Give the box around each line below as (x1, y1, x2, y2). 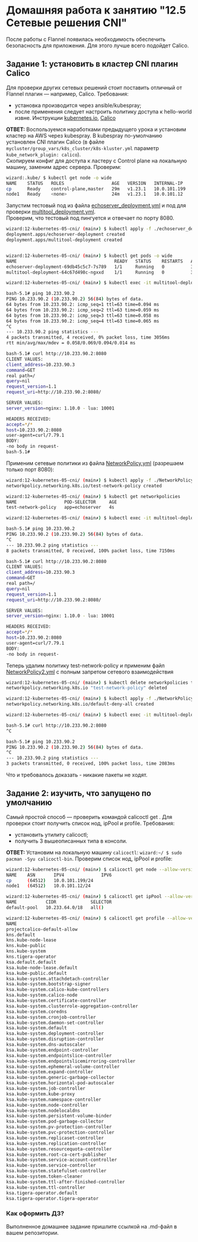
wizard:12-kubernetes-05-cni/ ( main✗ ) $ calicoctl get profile (6, 915, 165, 921)
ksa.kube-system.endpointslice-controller (6, 1052, 112, 1058)
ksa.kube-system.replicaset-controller (6, 1135, 104, 1141)
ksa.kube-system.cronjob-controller (6, 1014, 96, 1020)
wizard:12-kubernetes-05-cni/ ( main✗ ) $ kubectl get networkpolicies (6, 493, 181, 499)
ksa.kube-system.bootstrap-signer (6, 981, 91, 987)
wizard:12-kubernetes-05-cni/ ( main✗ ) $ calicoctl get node (6, 866, 157, 872)
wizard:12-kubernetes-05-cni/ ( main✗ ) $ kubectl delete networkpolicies (6, 679, 189, 685)
